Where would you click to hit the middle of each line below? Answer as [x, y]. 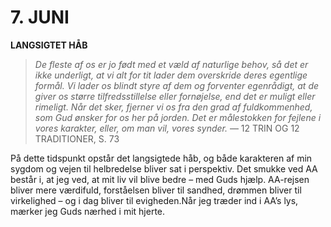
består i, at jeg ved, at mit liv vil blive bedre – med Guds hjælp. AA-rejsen [160, 179]
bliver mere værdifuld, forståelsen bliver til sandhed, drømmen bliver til [156, 190]
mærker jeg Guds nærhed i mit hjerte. [88, 211]
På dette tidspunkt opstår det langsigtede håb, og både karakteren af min [161, 158]
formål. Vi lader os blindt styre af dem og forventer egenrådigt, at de [177, 85]
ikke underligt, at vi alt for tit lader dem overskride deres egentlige [171, 75]
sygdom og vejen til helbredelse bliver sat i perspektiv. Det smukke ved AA [164, 168]
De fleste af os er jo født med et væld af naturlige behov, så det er [171, 64]
